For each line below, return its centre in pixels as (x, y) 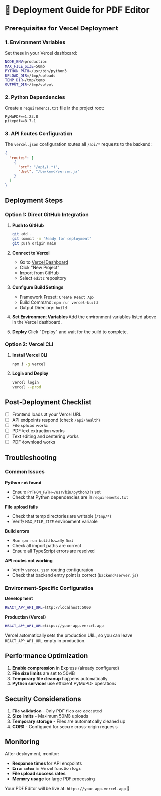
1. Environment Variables (35, 42)
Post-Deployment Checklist (48, 402)
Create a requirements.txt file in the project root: (55, 108)
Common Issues (25, 472)
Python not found (23, 482)
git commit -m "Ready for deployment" (52, 239)
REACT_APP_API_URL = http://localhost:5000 (48, 608)
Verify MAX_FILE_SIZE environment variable (55, 521)
